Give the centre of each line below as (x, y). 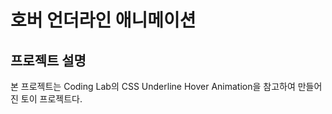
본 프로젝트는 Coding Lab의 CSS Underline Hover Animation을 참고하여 (153, 86)
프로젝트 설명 (48, 60)
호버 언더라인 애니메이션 (103, 20)
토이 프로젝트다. (51, 99)
